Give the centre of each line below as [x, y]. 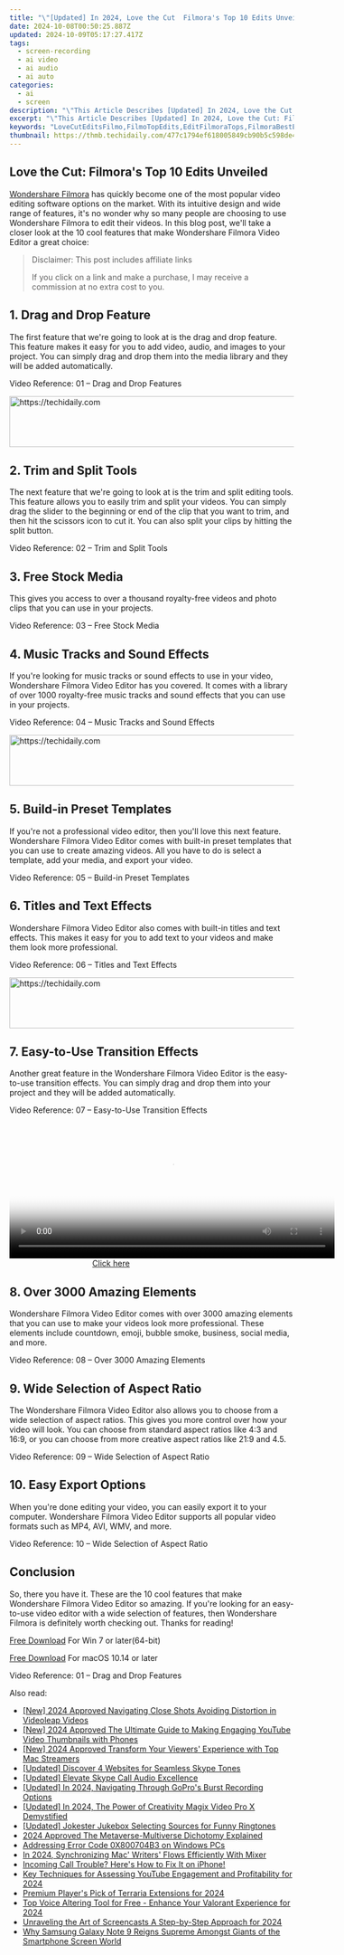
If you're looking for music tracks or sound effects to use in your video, [141, 676]
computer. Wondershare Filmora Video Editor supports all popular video [143, 1516]
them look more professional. [64, 947]
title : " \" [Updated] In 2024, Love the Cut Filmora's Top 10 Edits [141, 18]
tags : [19, 43]
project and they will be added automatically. [93, 1093]
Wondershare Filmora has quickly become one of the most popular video [145, 194]
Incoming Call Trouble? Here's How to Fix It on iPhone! [124, 1864]
